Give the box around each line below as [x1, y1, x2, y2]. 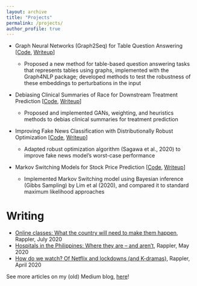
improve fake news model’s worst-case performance [23, 152, 155, 159]
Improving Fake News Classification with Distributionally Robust [14, 127, 174, 135]
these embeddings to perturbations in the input [23, 80, 142, 87]
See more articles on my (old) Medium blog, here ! [6, 273, 130, 281]
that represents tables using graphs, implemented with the [23, 67, 169, 74]
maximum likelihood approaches [23, 188, 105, 195]
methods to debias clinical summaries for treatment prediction [23, 116, 179, 123]
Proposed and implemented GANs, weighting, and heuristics [23, 109, 174, 116]
